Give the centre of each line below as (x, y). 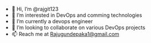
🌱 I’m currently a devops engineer (52, 21)
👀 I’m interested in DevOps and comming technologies (77, 15)
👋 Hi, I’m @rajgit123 (35, 9)
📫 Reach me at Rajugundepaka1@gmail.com (65, 34)
